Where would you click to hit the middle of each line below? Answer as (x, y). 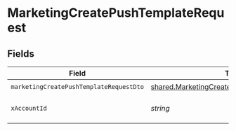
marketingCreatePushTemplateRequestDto (77, 87)
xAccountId (29, 108)
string (160, 108)
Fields (21, 54)
